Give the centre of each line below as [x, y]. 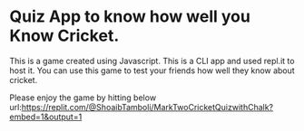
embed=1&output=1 [46, 117]
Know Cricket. [64, 36]
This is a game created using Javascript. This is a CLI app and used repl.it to [152, 61]
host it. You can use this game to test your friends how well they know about [152, 70]
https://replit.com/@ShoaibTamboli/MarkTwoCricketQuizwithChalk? [147, 107]
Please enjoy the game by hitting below [83, 98]
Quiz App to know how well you [130, 17]
